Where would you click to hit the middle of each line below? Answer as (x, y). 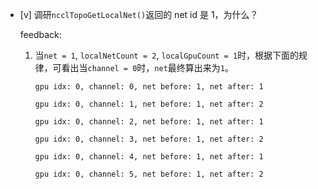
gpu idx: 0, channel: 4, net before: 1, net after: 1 (149, 157)
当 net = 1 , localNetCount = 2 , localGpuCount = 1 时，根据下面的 (167, 55)
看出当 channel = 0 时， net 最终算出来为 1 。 (147, 67)
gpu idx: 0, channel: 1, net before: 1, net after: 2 (149, 104)
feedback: (40, 34)
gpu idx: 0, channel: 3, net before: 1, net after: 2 (149, 139)
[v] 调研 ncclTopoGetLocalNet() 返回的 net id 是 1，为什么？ (139, 14)
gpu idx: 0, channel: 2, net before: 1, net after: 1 (149, 122)
